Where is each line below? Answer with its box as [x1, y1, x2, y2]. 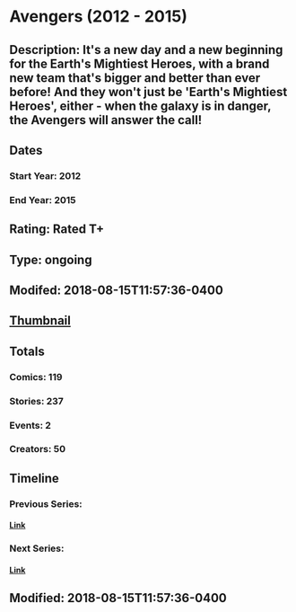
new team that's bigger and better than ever [9, 70, 261, 85]
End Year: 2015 [9, 193, 76, 206]
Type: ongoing [9, 252, 92, 267]
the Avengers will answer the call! [9, 112, 203, 128]
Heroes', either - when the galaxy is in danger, [9, 98, 272, 113]
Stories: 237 [9, 395, 65, 407]
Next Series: [9, 542, 65, 554]
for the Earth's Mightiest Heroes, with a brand [9, 56, 270, 71]
